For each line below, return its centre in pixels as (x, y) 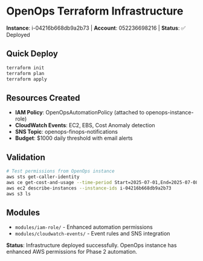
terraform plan (25, 73)
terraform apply (27, 79)
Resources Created (43, 98)
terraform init (25, 68)
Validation (26, 157)
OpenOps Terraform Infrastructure (95, 11)
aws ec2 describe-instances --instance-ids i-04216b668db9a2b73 (89, 188)
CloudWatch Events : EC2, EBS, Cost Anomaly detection (85, 125)
